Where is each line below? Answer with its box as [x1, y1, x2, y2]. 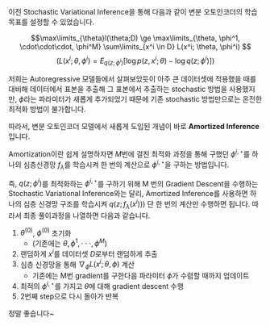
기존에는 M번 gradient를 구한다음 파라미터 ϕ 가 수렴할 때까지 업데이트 [31, 271, 250, 281]
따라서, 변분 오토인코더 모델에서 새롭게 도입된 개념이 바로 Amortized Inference [8, 122, 260, 132]
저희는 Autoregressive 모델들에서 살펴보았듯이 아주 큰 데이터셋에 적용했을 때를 [8, 74, 256, 84]
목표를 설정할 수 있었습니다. [8, 17, 95, 27]
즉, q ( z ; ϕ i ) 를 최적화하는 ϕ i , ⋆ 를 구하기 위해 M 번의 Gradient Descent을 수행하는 [8, 177, 259, 188]
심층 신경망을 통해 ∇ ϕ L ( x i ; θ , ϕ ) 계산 [19, 257, 135, 271]
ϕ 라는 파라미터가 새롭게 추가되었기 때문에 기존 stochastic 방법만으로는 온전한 [19, 94, 263, 104]
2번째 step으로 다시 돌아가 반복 [19, 291, 119, 301]
